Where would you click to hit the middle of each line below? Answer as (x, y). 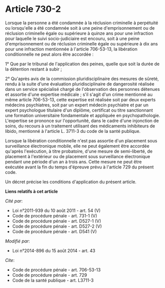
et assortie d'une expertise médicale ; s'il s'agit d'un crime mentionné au (79, 94)
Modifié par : (18, 241)
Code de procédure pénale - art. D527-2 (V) (57, 226)
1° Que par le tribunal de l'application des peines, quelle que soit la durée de (82, 64)
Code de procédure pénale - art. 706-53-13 (56, 270)
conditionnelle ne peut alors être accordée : (49, 54)
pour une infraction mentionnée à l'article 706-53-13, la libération (71, 49)
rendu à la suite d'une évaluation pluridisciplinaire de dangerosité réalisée (80, 84)
